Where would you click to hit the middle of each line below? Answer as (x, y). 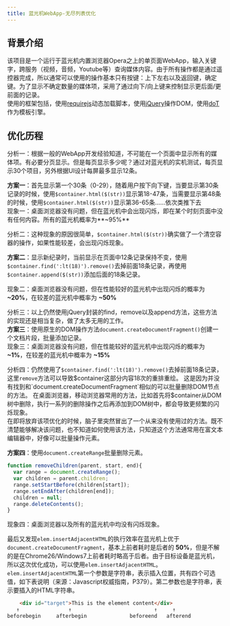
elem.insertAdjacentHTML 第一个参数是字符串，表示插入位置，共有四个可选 (111, 573)
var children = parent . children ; (61, 479)
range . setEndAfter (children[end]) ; (64, 491)
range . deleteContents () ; (49, 504)
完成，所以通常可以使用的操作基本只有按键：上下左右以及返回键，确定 (118, 78)
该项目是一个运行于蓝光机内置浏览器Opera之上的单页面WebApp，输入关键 (112, 61)
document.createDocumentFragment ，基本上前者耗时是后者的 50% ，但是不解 (114, 547)
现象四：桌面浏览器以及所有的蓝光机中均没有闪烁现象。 (85, 525)
